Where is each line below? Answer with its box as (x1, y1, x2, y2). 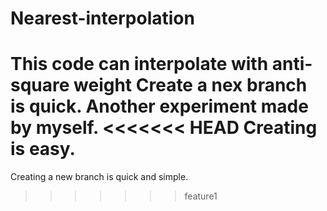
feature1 (184, 190, 218, 202)
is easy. (10, 138, 76, 161)
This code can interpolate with (10, 53, 269, 76)
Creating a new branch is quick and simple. (10, 171, 189, 183)
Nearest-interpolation (10, 7, 195, 30)
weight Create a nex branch (73, 74, 308, 97)
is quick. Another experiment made (10, 95, 309, 118)
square (10, 74, 70, 97)
